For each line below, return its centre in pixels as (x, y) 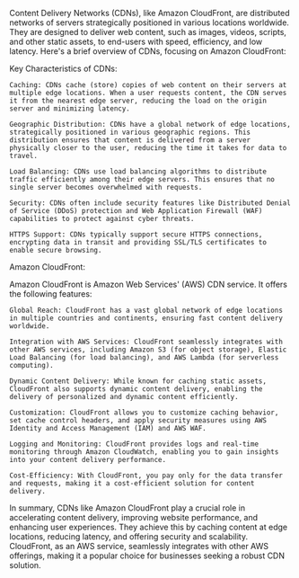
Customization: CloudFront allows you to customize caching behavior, (144, 413)
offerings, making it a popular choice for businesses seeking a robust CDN (147, 556)
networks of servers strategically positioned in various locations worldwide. (149, 22)
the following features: (51, 294)
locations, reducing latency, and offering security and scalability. (129, 537)
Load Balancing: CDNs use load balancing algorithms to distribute (138, 172)
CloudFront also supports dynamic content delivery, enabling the (136, 389)
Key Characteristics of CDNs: (63, 68)
